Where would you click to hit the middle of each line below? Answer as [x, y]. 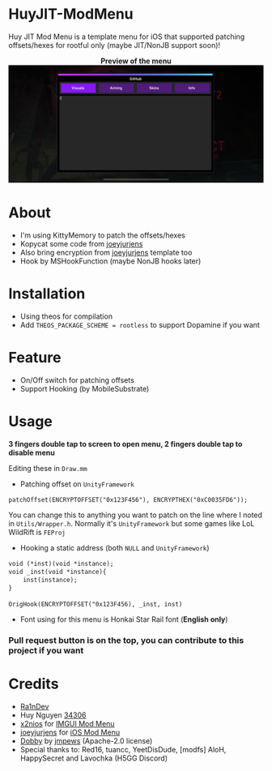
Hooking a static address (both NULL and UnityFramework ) [115, 548]
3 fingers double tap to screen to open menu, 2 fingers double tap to [125, 444]
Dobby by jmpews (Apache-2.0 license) [86, 741]
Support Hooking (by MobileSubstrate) [85, 389]
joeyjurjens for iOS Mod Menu [70, 732]
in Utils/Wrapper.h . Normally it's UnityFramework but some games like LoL [132, 523]
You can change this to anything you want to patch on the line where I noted [136, 515]
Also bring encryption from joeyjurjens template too [106, 253]
